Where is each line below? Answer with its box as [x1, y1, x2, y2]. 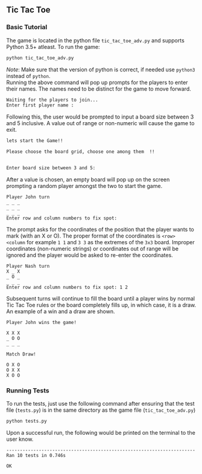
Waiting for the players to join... [6, 97, 98, 103]
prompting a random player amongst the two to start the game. [6, 182, 163, 189]
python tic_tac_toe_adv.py [6, 54, 74, 61]
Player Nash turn [6, 263, 50, 269]
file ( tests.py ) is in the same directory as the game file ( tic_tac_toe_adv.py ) [6, 406, 196, 414]
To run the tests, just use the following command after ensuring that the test [6, 400, 195, 407]
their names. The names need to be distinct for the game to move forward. [6, 85, 192, 93]
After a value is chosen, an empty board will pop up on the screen [6, 175, 170, 183]
